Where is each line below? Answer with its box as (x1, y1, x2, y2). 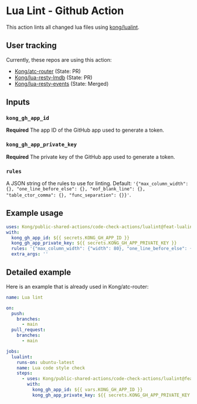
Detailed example (6, 268, 72, 278)
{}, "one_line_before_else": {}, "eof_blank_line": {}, (6, 186, 145, 192)
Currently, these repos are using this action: (6, 56, 112, 63)
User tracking (6, 41, 57, 51)
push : (11, 310, 25, 316)
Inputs (6, 97, 30, 107)
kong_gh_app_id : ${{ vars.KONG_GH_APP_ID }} (32, 387, 143, 393)
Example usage (6, 208, 63, 218)
